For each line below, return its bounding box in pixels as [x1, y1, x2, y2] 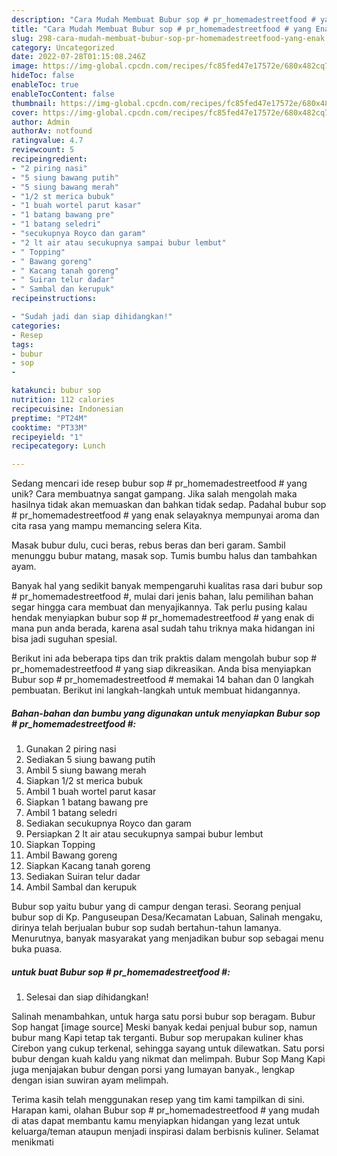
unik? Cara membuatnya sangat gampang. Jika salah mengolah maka [11, 488, 298, 500]
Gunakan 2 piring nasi [25, 743, 117, 755]
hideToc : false [11, 71, 75, 81]
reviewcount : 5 [11, 145, 75, 155]
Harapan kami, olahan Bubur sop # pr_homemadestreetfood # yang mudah [11, 1104, 320, 1116]
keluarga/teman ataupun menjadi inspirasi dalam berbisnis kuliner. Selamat [11, 1126, 320, 1138]
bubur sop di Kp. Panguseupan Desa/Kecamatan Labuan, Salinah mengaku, [11, 911, 323, 923]
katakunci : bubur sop [11, 386, 102, 396]
